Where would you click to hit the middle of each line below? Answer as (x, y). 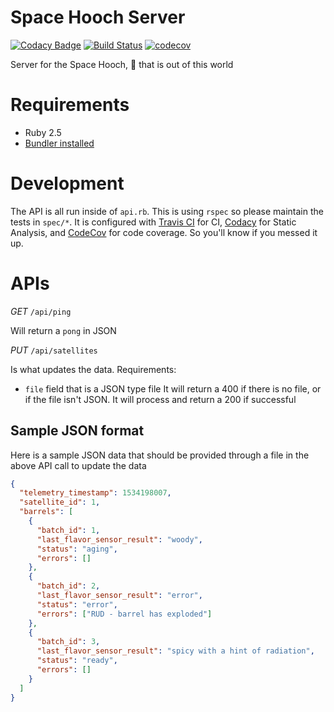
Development (67, 183)
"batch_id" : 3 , (68, 642)
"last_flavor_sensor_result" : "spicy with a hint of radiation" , (175, 651)
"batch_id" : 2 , (68, 586)
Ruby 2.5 (43, 132)
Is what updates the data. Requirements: (93, 369)
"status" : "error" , (77, 604)
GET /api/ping (41, 311)
